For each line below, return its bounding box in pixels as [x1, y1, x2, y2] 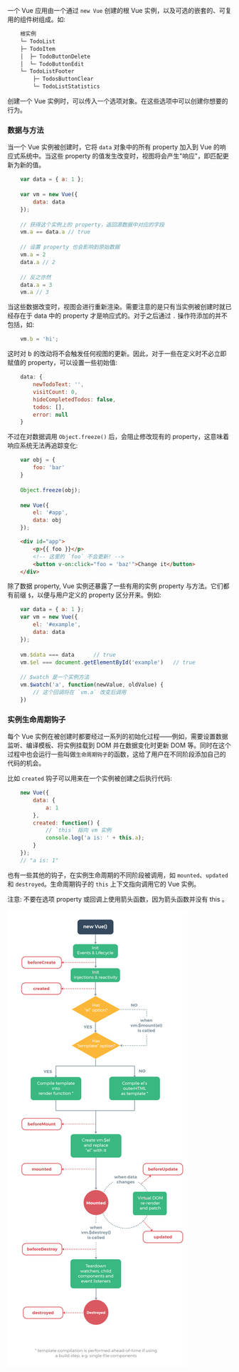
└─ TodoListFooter [20, 68, 75, 75]
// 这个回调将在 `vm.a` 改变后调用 [33, 689, 127, 696]
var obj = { [20, 456, 55, 464]
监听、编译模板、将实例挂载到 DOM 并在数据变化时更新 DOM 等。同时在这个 [7, 741, 231, 750]
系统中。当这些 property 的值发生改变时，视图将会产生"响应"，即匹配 [19, 152, 223, 161]
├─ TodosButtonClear [33, 76, 94, 83]
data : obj [33, 517, 62, 524]
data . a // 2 [20, 258, 55, 266]
